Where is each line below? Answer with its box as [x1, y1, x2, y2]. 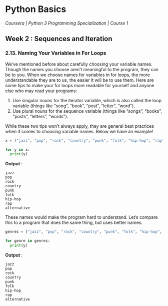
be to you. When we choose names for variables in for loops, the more [5, 72, 150, 78]
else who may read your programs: [5, 88, 77, 94]
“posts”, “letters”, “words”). [12, 113, 68, 119]
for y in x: [5, 147, 30, 152]
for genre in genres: [5, 238, 50, 243]
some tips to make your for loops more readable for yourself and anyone [5, 82, 154, 88]
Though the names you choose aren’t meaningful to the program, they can [5, 66, 159, 72]
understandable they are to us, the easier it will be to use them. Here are [5, 77, 154, 83]
